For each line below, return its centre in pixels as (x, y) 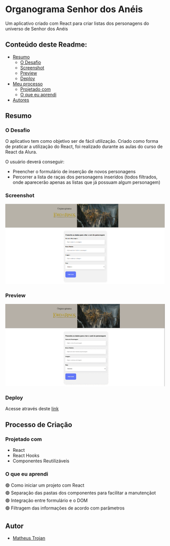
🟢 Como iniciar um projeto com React (45, 485)
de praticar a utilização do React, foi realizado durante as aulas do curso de (84, 147)
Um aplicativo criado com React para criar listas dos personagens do (77, 23)
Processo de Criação (39, 425)
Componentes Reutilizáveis (41, 461)
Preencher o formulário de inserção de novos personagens (74, 172)
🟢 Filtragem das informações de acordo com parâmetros (65, 508)
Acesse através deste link (32, 409)
